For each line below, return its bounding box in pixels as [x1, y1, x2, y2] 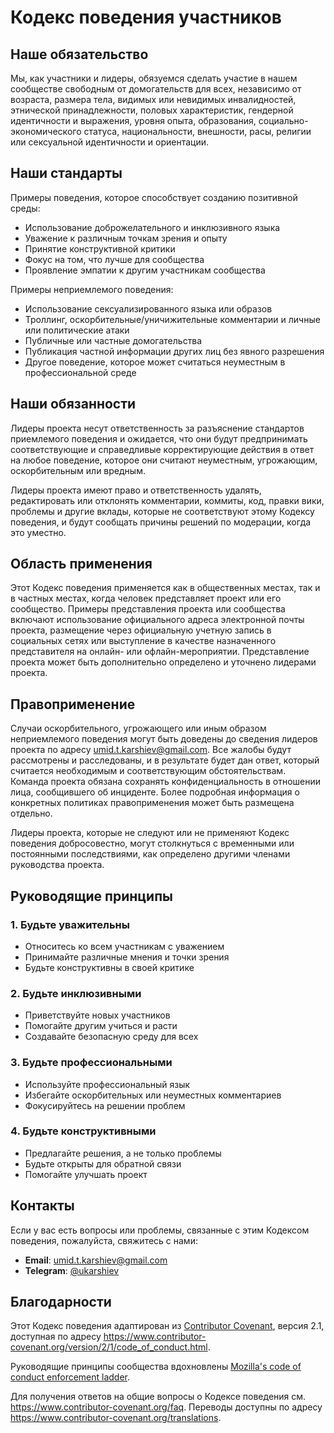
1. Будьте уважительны [10, 917, 130, 931]
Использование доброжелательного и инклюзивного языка [24, 221, 281, 233]
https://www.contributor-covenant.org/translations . [10, 1412, 222, 1424]
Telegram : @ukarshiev [24, 1264, 120, 1276]
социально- [258, 115, 309, 126]
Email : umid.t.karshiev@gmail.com [24, 1254, 168, 1266]
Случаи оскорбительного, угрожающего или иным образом [10, 722, 267, 735]
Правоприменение [10, 696, 136, 713]
